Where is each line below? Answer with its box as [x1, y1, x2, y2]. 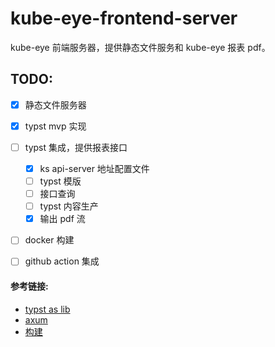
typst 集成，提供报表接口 [24, 141, 128, 153]
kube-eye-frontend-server [10, 7, 238, 30]
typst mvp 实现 [24, 120, 87, 132]
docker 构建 [24, 234, 75, 246]
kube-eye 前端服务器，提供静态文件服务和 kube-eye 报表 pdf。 [10, 41, 271, 53]
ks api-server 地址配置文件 [39, 162, 150, 174]
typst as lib [24, 303, 71, 315]
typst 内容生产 [39, 200, 99, 212]
